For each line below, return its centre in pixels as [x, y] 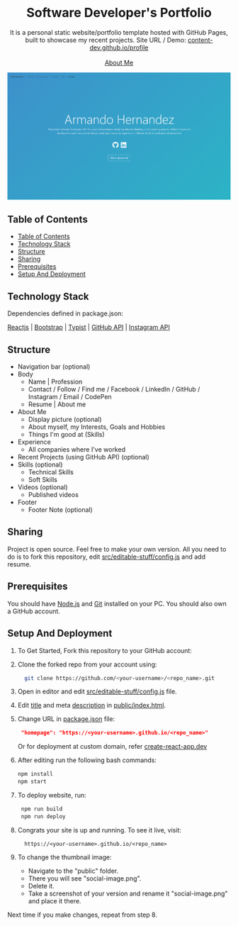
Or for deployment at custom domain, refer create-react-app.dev [112, 747]
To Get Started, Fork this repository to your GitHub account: [105, 650]
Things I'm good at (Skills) [66, 435]
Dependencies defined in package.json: [66, 313]
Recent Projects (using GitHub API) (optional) [84, 457]
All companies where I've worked [77, 450]
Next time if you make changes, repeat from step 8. [83, 915]
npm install [35, 774]
